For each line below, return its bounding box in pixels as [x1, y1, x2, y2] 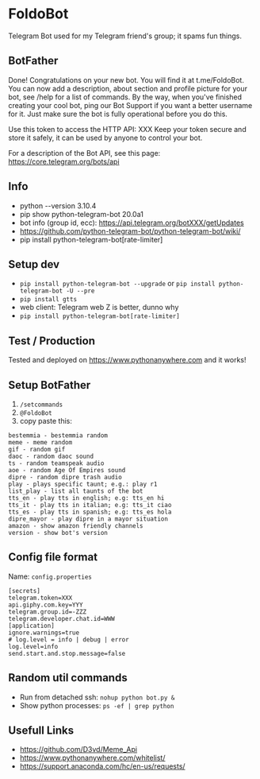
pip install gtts [19, 296, 78, 304]
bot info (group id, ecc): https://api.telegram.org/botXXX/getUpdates [19, 218, 244, 227]
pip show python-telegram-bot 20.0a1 [19, 209, 144, 219]
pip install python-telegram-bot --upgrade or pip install [19, 279, 216, 289]
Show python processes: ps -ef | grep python [19, 700, 174, 710]
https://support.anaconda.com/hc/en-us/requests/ [19, 762, 185, 771]
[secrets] [8, 587, 41, 595]
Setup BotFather [8, 378, 91, 392]
